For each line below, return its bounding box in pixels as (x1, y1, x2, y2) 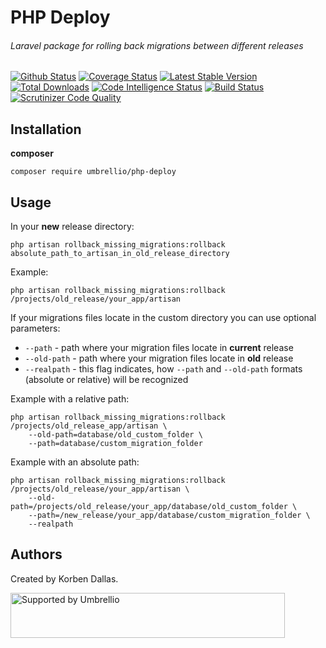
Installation (10, 121, 82, 138)
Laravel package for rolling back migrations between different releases (10, 39, 304, 51)
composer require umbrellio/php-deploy (10, 167, 177, 177)
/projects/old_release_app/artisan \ (10, 421, 168, 431)
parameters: (10, 322, 61, 335)
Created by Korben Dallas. (10, 572, 119, 585)
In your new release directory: (10, 221, 135, 233)
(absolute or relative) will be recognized (24, 374, 189, 386)
